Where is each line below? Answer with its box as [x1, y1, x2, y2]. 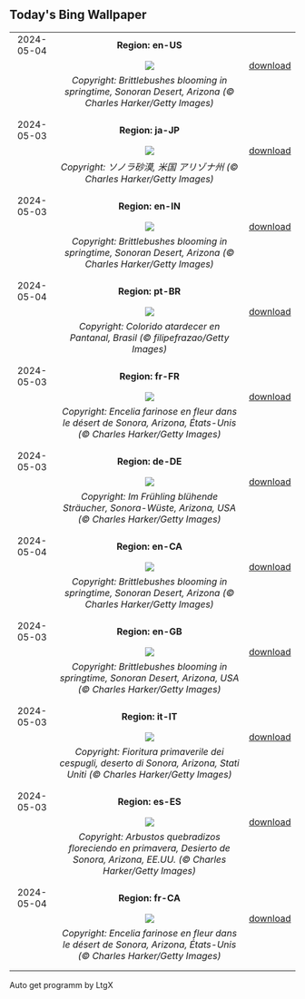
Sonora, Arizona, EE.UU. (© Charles [72, 853, 227, 866]
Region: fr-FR [119, 369, 180, 382]
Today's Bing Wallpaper [9, 7, 147, 23]
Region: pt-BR [117, 285, 182, 298]
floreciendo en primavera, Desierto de [68, 841, 231, 854]
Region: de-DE [116, 455, 182, 467]
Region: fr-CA [117, 891, 182, 904]
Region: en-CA [116, 540, 183, 553]
